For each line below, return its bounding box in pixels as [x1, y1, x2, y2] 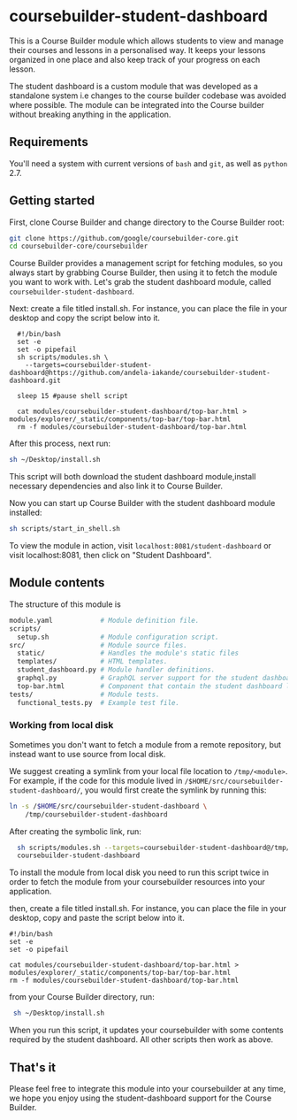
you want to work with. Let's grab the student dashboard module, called [9, 277, 271, 288]
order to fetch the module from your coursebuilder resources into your [9, 877, 265, 887]
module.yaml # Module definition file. [9, 616, 200, 625]
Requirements [9, 134, 88, 150]
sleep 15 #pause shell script [17, 392, 128, 401]
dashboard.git [9, 376, 62, 386]
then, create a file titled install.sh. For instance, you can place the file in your [9, 903, 287, 914]
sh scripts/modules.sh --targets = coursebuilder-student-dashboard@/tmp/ [17, 843, 291, 852]
